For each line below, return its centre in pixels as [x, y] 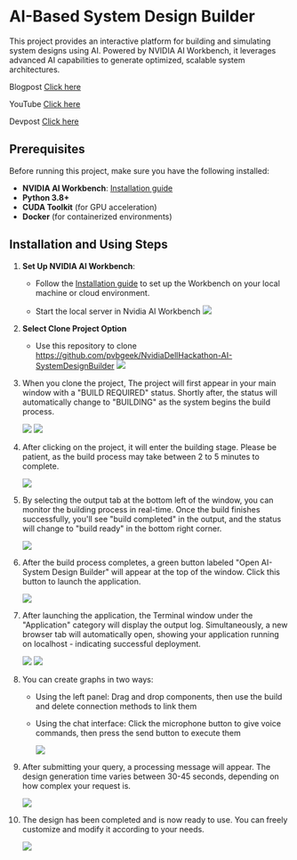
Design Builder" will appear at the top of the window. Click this [166, 571]
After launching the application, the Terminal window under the [137, 615]
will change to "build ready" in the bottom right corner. [122, 528]
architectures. [35, 70]
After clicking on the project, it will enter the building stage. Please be [149, 446]
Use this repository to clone [86, 346]
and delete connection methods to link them [116, 706]
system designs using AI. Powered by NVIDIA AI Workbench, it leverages [143, 50]
